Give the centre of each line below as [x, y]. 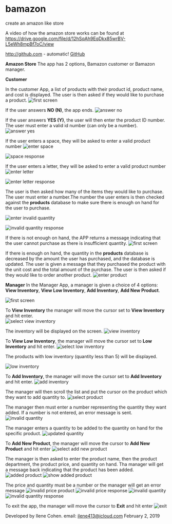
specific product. [23, 433]
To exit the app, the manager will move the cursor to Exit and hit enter [79, 506]
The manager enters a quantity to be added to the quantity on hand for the [84, 428]
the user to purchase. [28, 208]
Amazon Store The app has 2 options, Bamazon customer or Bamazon [80, 64]
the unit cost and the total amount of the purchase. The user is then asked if [85, 269]
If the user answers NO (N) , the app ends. [50, 110]
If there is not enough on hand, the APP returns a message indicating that [83, 238]
